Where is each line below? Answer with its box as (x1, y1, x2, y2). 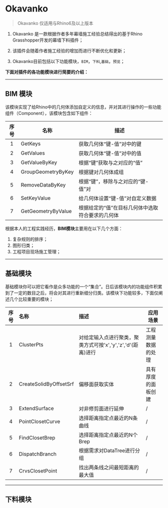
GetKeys (20, 140, 41, 147)
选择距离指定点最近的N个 (78, 431, 138, 438)
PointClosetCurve (18, 418, 60, 425)
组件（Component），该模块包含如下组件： (5, 110, 93, 116)
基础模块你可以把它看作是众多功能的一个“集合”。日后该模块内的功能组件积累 (5, 283, 162, 289)
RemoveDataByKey (20, 181, 66, 188)
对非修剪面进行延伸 (78, 405, 124, 412)
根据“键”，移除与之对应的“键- (78, 178, 149, 185)
